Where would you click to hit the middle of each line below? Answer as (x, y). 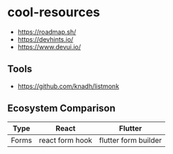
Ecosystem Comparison (61, 108)
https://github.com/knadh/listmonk (68, 86)
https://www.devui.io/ (49, 47)
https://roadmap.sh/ (47, 32)
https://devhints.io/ (45, 39)
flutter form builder (130, 140)
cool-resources (54, 12)
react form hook (66, 140)
